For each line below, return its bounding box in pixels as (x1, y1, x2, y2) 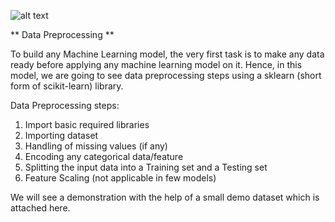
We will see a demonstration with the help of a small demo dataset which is (10, 191, 320, 203)
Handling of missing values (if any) (24, 140, 168, 152)
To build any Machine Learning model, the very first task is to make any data (10, 48, 325, 60)
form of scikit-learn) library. (10, 80, 124, 92)
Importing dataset (24, 130, 99, 141)
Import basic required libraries (24, 119, 150, 130)
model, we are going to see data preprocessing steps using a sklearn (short (10, 70, 322, 81)
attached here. (10, 202, 71, 214)
